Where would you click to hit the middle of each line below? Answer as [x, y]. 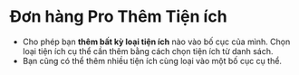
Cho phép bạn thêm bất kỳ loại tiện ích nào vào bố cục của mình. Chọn [156, 42]
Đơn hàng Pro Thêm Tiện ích [119, 17]
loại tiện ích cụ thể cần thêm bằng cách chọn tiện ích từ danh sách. [148, 51]
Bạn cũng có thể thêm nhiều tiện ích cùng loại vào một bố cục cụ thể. [152, 61]
